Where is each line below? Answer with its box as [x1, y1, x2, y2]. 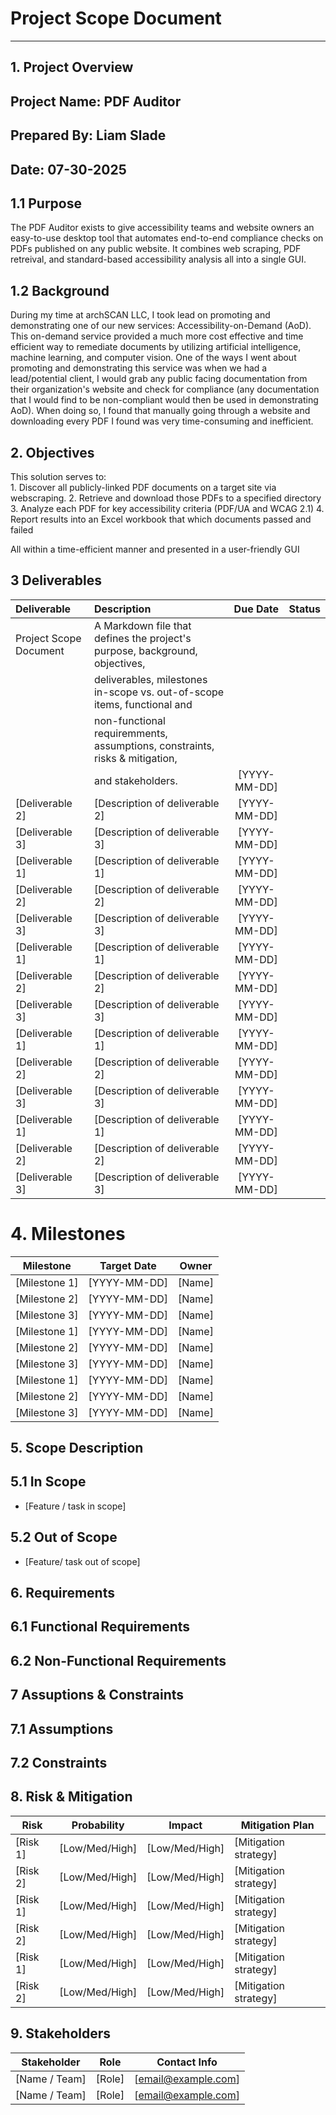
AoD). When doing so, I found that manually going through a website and [10, 405, 311, 417]
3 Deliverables [10, 572, 102, 589]
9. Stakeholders [10, 2025, 112, 2042]
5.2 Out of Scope [10, 1529, 118, 1546]
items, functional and [93, 697, 193, 711]
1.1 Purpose [10, 195, 82, 212]
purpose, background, [93, 643, 198, 657]
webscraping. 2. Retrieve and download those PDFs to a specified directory [10, 492, 322, 504]
